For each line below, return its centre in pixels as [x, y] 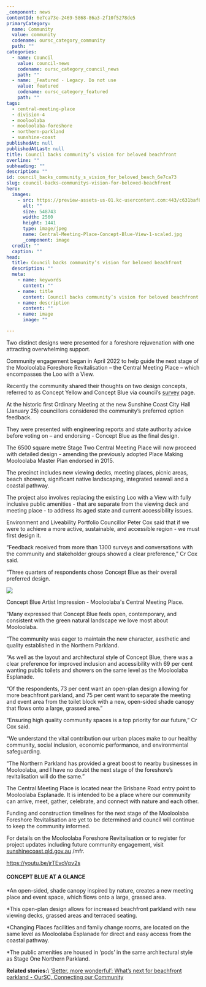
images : [22, 194]
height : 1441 [39, 223]
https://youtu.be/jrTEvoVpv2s [44, 863]
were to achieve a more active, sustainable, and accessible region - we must [103, 528]
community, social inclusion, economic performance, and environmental [97, 745]
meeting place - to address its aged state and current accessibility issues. [100, 510]
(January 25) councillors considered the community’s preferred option [95, 411]
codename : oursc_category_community [59, 40]
